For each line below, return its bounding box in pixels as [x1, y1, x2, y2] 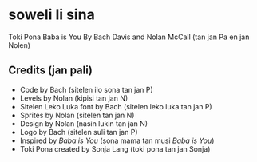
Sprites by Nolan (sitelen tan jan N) [19, 110, 135, 120]
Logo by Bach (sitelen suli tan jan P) [19, 127, 138, 136]
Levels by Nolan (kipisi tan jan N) [19, 93, 128, 103]
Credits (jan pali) [8, 64, 93, 77]
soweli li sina [8, 6, 96, 24]
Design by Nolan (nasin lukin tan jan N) [19, 118, 148, 128]
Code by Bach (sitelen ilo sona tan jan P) [19, 85, 153, 94]
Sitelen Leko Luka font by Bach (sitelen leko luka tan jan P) [19, 101, 213, 111]
